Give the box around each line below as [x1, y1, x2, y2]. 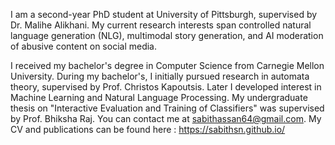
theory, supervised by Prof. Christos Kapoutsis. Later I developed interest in [10, 81, 322, 93]
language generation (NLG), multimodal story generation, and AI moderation [10, 30, 324, 41]
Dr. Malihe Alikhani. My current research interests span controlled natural [10, 19, 312, 31]
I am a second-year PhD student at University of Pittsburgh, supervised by [10, 9, 318, 20]
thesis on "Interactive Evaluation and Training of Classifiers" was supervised [10, 102, 325, 114]
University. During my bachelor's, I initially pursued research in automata [10, 70, 310, 82]
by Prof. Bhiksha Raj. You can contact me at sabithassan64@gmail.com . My [10, 113, 322, 124]
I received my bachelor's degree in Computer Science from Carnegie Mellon [10, 60, 325, 71]
